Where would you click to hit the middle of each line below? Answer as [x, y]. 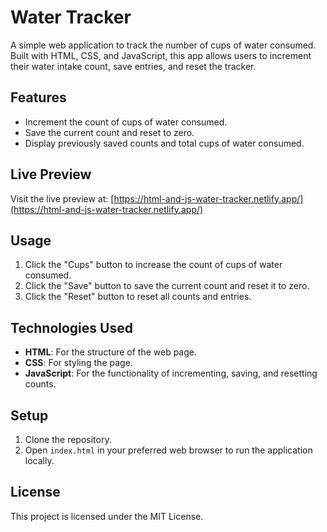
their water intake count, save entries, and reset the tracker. [133, 66]
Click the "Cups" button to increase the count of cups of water [153, 265]
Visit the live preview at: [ [62, 198]
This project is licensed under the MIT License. [107, 516]
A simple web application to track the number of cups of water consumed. [163, 45]
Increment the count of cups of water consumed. [126, 122]
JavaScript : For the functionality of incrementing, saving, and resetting [171, 373]
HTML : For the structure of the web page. [111, 352]
